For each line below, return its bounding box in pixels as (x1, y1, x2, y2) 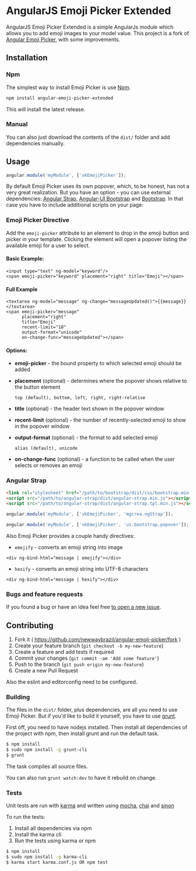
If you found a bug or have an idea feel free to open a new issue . (6, 603, 162, 611)
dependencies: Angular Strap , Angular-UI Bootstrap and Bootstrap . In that (6, 195, 184, 203)
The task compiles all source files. (6, 763, 88, 770)
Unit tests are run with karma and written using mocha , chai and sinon (6, 802, 174, 809)
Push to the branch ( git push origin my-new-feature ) (14, 661, 144, 668)
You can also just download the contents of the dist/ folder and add (6, 133, 170, 140)
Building (6, 693, 30, 701)
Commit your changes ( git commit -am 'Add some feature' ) (14, 654, 159, 662)
